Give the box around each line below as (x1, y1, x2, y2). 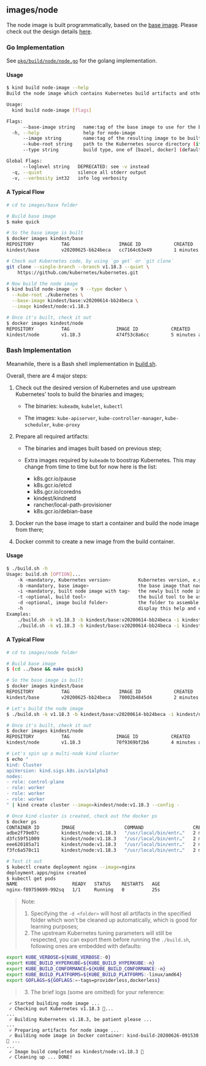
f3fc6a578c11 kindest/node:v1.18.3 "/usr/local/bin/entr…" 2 (6, 847, 196, 854)
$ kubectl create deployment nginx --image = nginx (6, 864, 136, 870)
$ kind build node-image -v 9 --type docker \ (6, 286, 128, 292)
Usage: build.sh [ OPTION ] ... (6, 571, 81, 577)
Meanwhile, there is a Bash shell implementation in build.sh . (6, 360, 158, 367)
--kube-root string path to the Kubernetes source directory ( (22, 141, 196, 147)
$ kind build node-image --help (6, 85, 89, 91)
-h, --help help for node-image (12, 130, 136, 136)
